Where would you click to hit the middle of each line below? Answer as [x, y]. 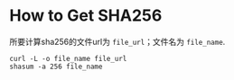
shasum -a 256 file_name [56, 67]
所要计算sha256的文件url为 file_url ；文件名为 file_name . [117, 41]
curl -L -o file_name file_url [68, 58]
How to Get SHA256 [86, 16]
